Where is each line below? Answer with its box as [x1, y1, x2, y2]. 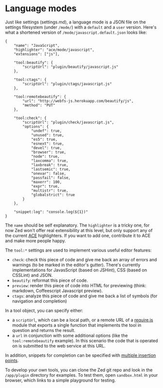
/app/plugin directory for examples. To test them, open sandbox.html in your [5, 372, 158, 378]
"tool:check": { [14, 116, 47, 120]
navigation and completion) [12, 298, 67, 304]
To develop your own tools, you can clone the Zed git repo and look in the [5, 367, 153, 373]
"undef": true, [31, 128, 62, 133]
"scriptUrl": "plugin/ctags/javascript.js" [22, 81, 112, 86]
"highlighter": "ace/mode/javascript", [14, 47, 95, 52]
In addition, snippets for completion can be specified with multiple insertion [5, 352, 156, 358]
